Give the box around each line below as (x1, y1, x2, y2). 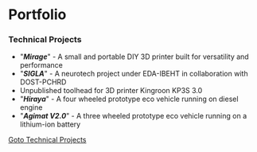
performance (19, 60, 64, 70)
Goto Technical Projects (8, 135, 87, 145)
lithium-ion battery (19, 119, 81, 129)
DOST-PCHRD (19, 77, 67, 87)
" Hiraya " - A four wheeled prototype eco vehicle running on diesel (19, 94, 239, 104)
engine (19, 103, 43, 112)
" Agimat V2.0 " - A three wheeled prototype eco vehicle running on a (19, 111, 247, 121)
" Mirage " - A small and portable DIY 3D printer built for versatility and (19, 52, 249, 61)
